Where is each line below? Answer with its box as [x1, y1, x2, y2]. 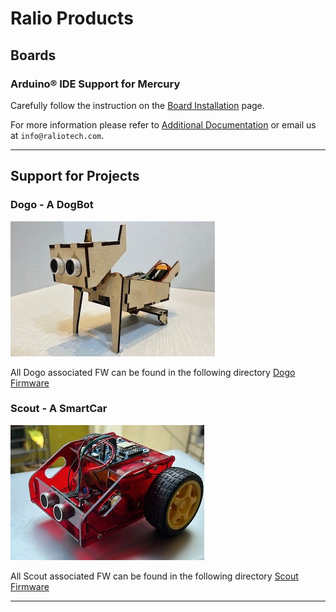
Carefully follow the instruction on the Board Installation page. [10, 99, 265, 111]
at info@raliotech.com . [10, 129, 105, 141]
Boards [10, 47, 57, 64]
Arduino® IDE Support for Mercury [10, 77, 181, 91]
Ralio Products [10, 7, 134, 30]
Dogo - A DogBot [10, 198, 94, 212]
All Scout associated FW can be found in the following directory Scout [10, 570, 299, 582]
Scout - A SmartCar [10, 402, 108, 416]
